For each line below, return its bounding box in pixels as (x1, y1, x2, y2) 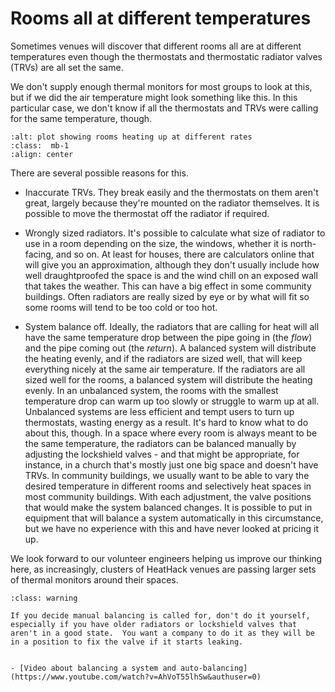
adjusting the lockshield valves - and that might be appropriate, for (24, 448, 300, 460)
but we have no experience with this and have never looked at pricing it (24, 522, 319, 534)
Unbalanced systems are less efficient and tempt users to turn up (24, 405, 295, 417)
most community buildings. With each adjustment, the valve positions (24, 490, 312, 502)
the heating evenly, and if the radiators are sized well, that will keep (24, 352, 303, 364)
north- (289, 237, 317, 249)
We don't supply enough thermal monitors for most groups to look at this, (10, 80, 313, 92)
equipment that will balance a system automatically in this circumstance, (24, 512, 324, 524)
